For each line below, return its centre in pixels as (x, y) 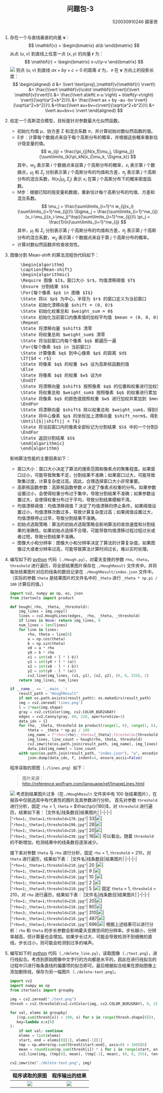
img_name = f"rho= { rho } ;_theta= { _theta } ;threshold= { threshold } (94, 735)
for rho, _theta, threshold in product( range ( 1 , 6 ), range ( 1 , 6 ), (88, 726)
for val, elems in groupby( (38, 1013)
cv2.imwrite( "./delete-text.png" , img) (51, 1063)
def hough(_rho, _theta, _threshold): (49, 607)
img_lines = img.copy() (43, 611)
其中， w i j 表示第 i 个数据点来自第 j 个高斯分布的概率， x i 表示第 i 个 (84, 165)
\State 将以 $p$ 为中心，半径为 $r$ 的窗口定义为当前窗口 (83, 299)
